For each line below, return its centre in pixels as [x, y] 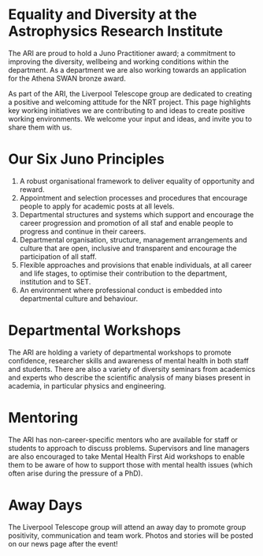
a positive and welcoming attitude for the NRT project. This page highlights [130, 102]
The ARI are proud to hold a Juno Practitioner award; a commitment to [122, 53]
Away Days [45, 505]
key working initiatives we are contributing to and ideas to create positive [127, 110]
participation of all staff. [58, 256]
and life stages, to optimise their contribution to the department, [123, 273]
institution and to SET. [55, 281]
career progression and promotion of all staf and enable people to [126, 223]
